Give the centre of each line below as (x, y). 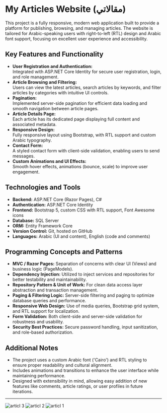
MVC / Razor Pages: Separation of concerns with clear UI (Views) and (84, 264)
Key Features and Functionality (54, 54)
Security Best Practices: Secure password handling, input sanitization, (85, 327)
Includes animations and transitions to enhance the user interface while (85, 370)
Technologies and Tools (43, 187)
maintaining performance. (39, 376)
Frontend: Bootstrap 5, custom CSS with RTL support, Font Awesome (83, 210)
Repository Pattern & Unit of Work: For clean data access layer (77, 285)
